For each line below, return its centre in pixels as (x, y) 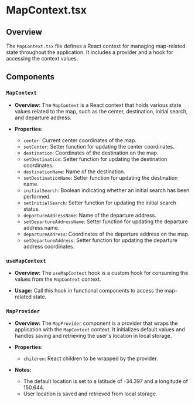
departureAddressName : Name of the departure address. (90, 215)
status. (31, 209)
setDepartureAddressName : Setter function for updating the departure (106, 221)
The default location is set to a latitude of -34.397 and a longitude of (106, 381)
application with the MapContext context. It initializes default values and (100, 330)
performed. (37, 196)
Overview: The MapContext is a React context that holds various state (98, 105)
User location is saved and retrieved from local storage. (90, 394)
